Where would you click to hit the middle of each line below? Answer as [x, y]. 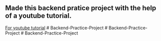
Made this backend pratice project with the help [81, 8]
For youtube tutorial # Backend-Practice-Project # [56, 28]
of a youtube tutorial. [39, 16]
